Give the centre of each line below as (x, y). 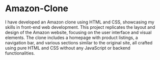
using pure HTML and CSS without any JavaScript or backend (68, 48)
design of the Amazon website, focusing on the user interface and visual (79, 32)
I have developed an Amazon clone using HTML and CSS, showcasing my (80, 22)
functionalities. (20, 53)
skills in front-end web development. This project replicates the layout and (80, 27)
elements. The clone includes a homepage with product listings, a (72, 38)
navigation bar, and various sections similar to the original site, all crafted (79, 42)
